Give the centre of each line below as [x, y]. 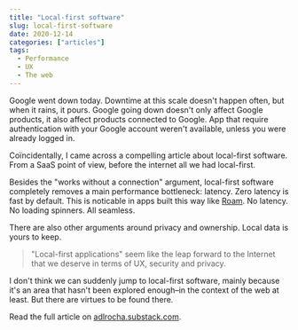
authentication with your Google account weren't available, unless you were [148, 129]
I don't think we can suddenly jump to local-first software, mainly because [145, 280]
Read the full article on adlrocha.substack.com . [95, 317]
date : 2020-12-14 [41, 34]
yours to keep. [35, 237]
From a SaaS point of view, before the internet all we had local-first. [132, 164]
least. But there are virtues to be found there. [91, 299]
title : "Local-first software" [67, 17]
